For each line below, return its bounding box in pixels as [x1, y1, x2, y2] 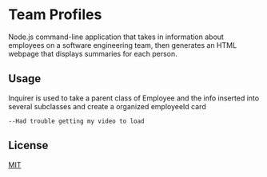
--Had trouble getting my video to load [8, 117, 145, 125]
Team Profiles [8, 6, 102, 24]
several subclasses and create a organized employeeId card [8, 101, 206, 111]
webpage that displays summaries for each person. [8, 49, 177, 58]
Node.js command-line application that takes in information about [8, 32, 224, 41]
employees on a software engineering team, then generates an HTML [8, 40, 237, 49]
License [8, 139, 49, 152]
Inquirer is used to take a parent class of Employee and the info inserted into [8, 93, 260, 103]
